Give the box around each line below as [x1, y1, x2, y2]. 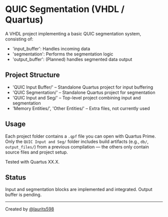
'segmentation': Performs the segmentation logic [12, 51, 113, 57]
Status [5, 173, 26, 181]
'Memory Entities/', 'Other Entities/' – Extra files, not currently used [12, 105, 150, 111]
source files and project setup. [5, 149, 68, 155]
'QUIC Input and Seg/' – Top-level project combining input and [12, 94, 141, 100]
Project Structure [5, 71, 60, 79]
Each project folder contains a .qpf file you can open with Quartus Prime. [5, 133, 156, 139]
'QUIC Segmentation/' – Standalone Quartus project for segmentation [12, 89, 156, 95]
